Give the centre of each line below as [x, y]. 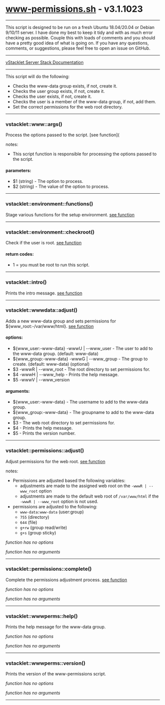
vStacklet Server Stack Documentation [45, 62]
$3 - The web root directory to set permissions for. [64, 423]
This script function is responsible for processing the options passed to [85, 154]
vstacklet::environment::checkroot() [50, 232]
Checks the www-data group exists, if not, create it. [65, 86]
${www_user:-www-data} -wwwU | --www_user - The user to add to [83, 349]
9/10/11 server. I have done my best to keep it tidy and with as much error [79, 32]
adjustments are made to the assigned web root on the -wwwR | [83, 486]
